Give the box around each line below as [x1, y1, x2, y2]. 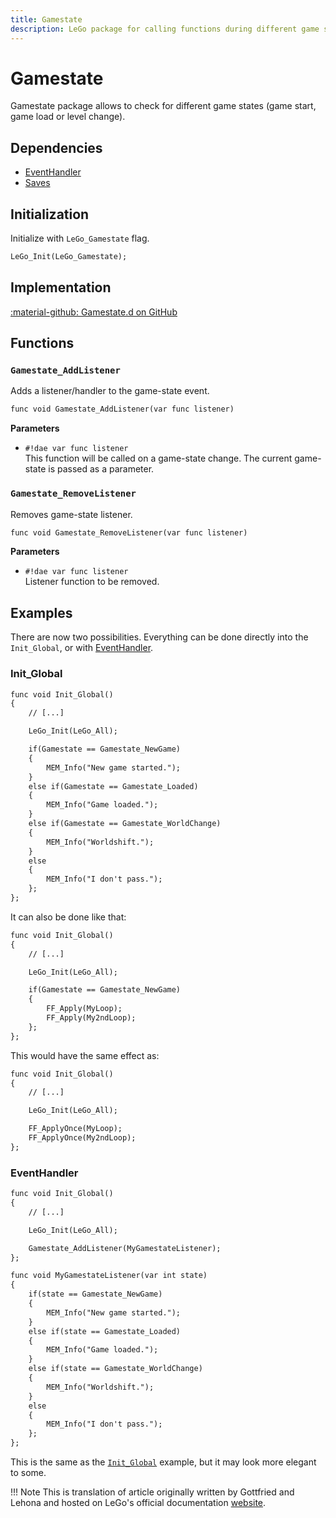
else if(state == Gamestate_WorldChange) [28, 1364, 203, 1374]
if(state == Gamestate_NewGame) [28, 1289, 163, 1300]
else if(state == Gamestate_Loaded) [28, 1326, 182, 1336]
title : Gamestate [10, 14, 83, 25]
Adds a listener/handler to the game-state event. [10, 385, 210, 397]
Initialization [10, 206, 90, 223]
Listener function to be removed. [24, 576, 160, 588]
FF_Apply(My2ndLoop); [46, 1013, 137, 1023]
